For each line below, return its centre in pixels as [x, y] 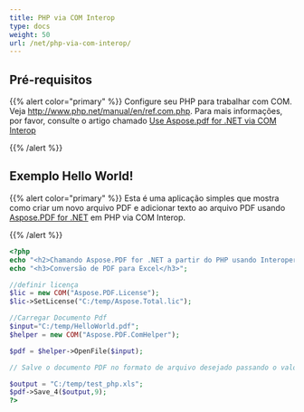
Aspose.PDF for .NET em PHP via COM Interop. [98, 217]
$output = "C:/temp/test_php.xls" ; [76, 384]
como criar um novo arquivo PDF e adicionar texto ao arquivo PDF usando [147, 207]
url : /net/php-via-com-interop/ [70, 43]
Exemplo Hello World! [71, 176]
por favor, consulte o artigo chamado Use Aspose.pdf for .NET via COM [143, 121]
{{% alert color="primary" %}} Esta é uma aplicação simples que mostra [144, 198]
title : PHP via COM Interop [62, 18]
